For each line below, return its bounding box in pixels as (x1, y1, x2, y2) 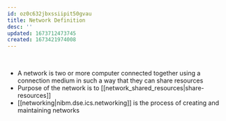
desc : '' (7, 23, 33, 30)
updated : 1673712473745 (7, 29, 77, 37)
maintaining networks (17, 106, 80, 115)
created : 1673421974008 (7, 36, 77, 43)
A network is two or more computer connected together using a (17, 69, 201, 78)
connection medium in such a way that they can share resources (17, 76, 204, 85)
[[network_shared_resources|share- (100, 84, 204, 92)
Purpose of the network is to (17, 84, 100, 92)
